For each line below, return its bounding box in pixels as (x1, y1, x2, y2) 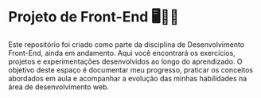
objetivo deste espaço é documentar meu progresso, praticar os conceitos (8, 65, 253, 74)
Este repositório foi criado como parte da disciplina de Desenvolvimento (8, 39, 245, 49)
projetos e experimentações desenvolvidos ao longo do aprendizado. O (8, 57, 243, 66)
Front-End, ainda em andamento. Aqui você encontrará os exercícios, (8, 48, 236, 57)
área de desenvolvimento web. (8, 82, 110, 92)
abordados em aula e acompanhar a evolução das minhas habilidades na (8, 73, 247, 83)
